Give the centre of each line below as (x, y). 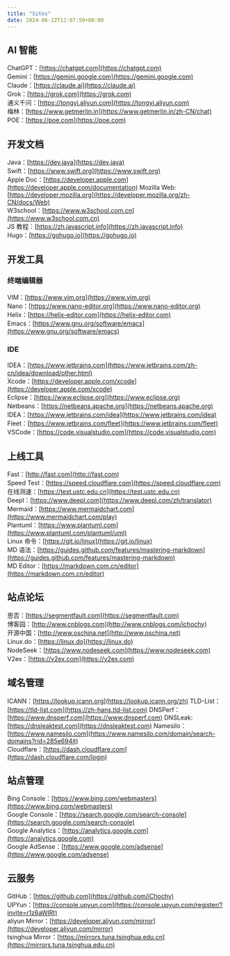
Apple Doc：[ (26, 180)
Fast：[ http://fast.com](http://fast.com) (63, 474)
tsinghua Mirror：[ (33, 937)
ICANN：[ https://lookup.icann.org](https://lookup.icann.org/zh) (98, 701)
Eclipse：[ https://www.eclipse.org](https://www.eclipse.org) (94, 398)
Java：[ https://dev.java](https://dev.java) (66, 162)
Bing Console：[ (31, 799)
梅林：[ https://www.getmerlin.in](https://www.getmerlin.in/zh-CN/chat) (109, 111)
